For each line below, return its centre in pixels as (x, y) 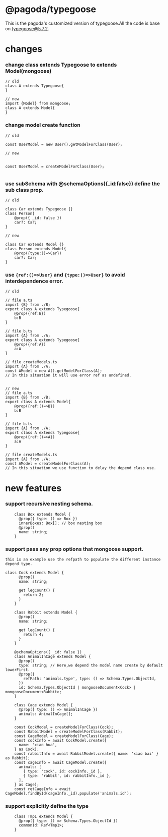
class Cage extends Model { (44, 705)
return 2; (33, 595)
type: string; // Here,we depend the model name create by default (91, 665)
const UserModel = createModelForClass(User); (55, 166)
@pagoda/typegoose (51, 9)
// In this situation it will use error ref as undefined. (68, 375)
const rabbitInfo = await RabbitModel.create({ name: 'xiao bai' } (86, 754)
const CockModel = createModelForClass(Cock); (64, 728)
